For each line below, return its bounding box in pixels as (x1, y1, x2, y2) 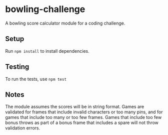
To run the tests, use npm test (5, 76, 66, 82)
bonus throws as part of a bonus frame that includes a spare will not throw (5, 119, 159, 126)
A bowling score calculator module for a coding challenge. (5, 20, 125, 26)
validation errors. (5, 125, 40, 131)
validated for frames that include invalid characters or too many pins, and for (5, 109, 163, 115)
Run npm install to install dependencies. (5, 48, 89, 54)
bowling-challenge (5, 4, 85, 15)
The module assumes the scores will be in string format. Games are (5, 104, 144, 110)
